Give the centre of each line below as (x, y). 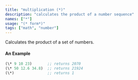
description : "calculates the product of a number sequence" (70, 14)
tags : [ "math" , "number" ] (32, 28)
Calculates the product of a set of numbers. (50, 42)
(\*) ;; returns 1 (40, 73)
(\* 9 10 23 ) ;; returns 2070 (43, 64)
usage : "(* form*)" (25, 23)
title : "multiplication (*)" (35, 10)
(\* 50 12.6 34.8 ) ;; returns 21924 (44, 69)
